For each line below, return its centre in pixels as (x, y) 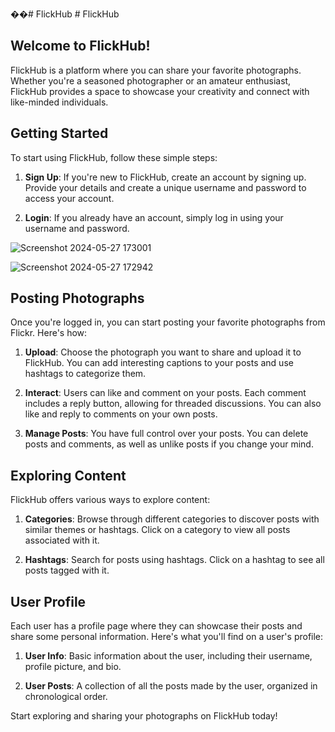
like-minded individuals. (59, 102)
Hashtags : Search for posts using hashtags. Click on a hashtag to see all (174, 560)
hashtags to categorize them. (85, 374)
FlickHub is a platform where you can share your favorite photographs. (156, 70)
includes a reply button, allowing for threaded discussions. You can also (173, 404)
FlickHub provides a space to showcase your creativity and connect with (160, 91)
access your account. (69, 198)
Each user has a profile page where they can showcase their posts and (156, 626)
